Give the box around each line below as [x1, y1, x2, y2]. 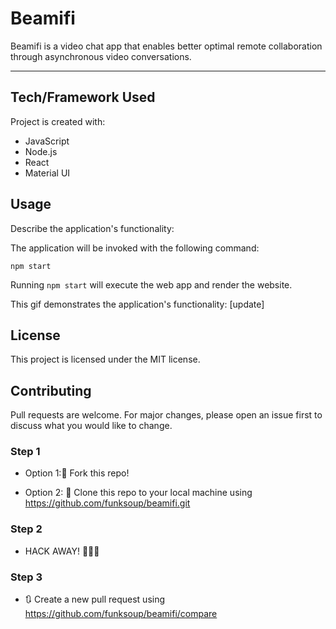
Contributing [10, 382, 92, 399]
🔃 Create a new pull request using [24, 593, 166, 606]
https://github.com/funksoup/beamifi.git [24, 497, 191, 509]
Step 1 [10, 445, 41, 459]
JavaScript [24, 135, 70, 147]
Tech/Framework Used [10, 89, 156, 106]
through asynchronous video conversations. [10, 50, 192, 62]
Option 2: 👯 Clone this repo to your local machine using [24, 487, 253, 499]
